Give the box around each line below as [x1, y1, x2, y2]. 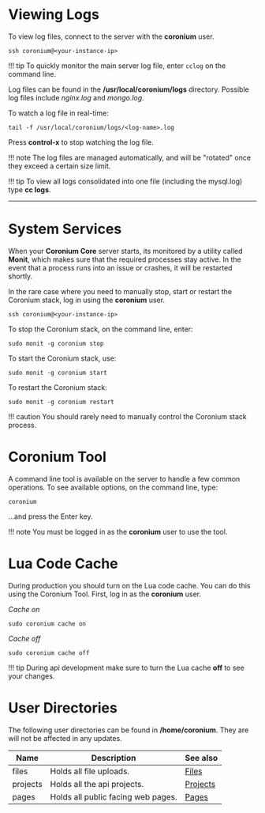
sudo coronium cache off [8, 649, 90, 657]
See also [185, 752, 218, 763]
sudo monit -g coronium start [8, 369, 108, 376]
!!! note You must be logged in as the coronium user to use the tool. [8, 527, 228, 536]
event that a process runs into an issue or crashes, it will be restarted [8, 263, 233, 272]
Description [91, 752, 136, 763]
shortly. [8, 271, 33, 281]
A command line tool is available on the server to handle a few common [8, 474, 241, 483]
